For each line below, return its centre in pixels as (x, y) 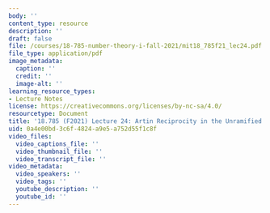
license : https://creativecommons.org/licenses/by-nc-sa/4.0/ (115, 106)
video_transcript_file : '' (61, 159)
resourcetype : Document (49, 114)
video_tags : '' (41, 182)
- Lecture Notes (36, 99)
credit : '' (34, 76)
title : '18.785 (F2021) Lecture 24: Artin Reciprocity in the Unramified (135, 121)
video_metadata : (36, 167)
